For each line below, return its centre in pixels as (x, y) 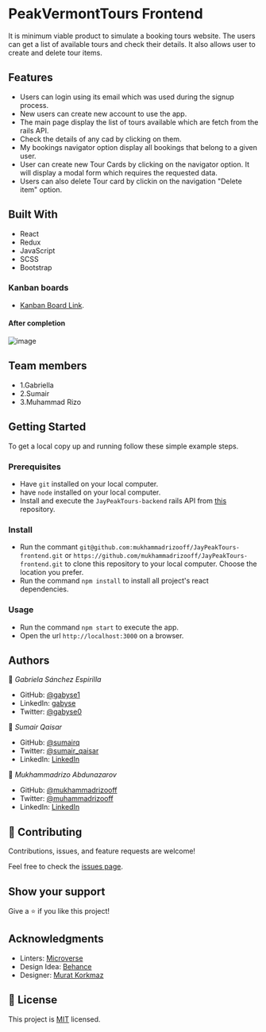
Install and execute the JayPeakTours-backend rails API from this (123, 500)
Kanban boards (39, 288)
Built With (33, 215)
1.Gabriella (37, 385)
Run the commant (48, 547)
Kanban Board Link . (52, 305)
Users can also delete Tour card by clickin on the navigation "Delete (131, 181)
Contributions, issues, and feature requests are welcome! (102, 851)
